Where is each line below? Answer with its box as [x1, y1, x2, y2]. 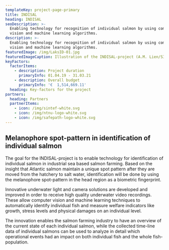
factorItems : [10, 64, 37, 69]
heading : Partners [10, 96, 49, 101]
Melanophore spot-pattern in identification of [5, 134, 151, 143]
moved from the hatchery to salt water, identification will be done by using [5, 171, 159, 177]
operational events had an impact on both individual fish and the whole [5, 233, 152, 239]
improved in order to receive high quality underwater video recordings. [5, 192, 152, 198]
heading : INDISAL [5, 17, 42, 22]
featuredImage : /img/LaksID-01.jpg [5, 49, 80, 54]
